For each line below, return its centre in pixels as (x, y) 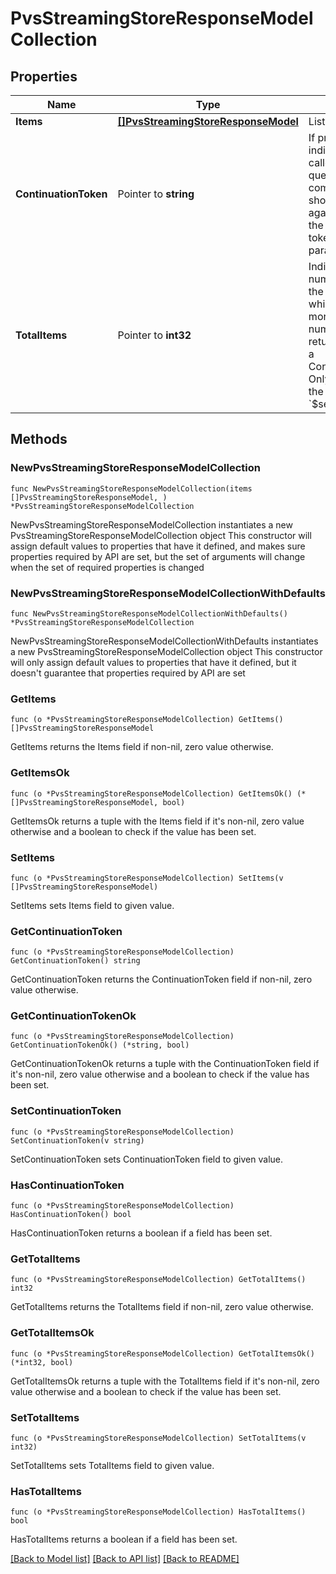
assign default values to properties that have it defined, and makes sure (158, 546)
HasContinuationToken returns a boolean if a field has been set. (141, 1233)
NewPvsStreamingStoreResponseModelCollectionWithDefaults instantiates (164, 641)
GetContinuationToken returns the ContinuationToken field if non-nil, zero (161, 979)
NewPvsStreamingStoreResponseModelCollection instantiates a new (151, 524)
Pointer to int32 (154, 335)
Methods (39, 439)
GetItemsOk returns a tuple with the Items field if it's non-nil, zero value (157, 821)
